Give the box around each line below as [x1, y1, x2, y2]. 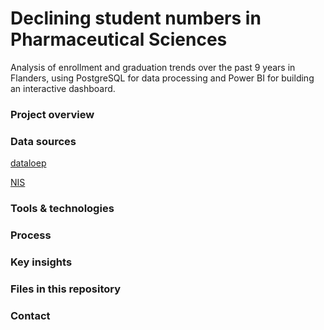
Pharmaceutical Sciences [10, 28, 228, 51]
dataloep [10, 157, 47, 169]
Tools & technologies [10, 202, 115, 216]
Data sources [10, 134, 77, 148]
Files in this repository [10, 282, 122, 296]
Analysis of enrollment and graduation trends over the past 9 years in [10, 61, 296, 73]
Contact [10, 308, 51, 322]
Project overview [10, 107, 95, 121]
